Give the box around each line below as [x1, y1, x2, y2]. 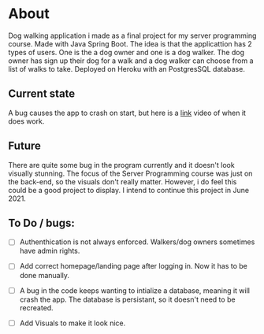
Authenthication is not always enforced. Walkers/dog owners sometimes [19, 237, 255, 247]
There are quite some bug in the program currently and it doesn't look [8, 160, 235, 169]
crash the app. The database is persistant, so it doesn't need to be [19, 295, 236, 304]
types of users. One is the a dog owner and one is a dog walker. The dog [8, 47, 245, 57]
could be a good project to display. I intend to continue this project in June [8, 185, 250, 195]
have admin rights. [19, 246, 80, 256]
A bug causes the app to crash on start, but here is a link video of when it [8, 108, 247, 117]
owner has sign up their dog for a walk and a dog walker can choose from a [8, 56, 254, 65]
